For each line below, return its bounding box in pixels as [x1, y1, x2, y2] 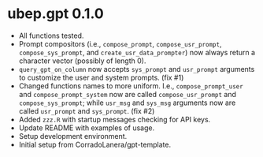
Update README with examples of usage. [18, 123, 155, 133]
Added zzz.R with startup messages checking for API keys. [18, 114, 211, 124]
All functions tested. [18, 31, 84, 40]
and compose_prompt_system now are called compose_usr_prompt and [18, 89, 237, 99]
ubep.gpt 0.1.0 [7, 5, 104, 23]
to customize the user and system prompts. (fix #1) [18, 73, 184, 82]
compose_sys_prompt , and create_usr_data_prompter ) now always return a [18, 47, 256, 57]
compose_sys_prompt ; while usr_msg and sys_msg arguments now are [18, 98, 236, 107]
